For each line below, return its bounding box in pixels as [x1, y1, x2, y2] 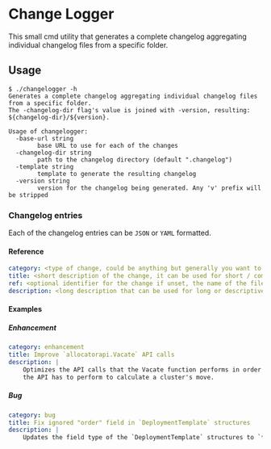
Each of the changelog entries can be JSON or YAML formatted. [8, 228, 211, 238]
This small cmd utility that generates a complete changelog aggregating [8, 31, 248, 41]
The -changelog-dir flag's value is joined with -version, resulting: [8, 106, 251, 114]
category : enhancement [8, 343, 85, 351]
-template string [15, 162, 74, 170]
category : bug [8, 411, 56, 419]
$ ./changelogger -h [8, 85, 78, 93]
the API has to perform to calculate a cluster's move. [23, 373, 215, 381]
